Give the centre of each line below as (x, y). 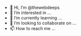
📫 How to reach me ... (32, 28)
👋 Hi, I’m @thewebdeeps (35, 8)
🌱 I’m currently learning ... (36, 18)
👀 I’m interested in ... (30, 13)
